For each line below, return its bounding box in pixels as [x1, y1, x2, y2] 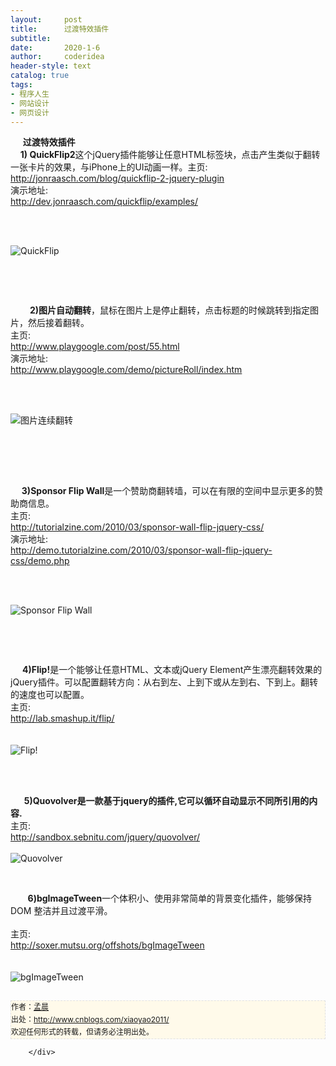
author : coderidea [10, 52, 105, 62]
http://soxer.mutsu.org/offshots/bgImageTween [10, 939, 205, 951]
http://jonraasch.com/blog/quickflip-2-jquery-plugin [10, 172, 225, 185]
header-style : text [10, 61, 92, 71]
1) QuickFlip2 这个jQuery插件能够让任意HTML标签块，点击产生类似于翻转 [19, 149, 321, 161]
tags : [10, 80, 33, 90]
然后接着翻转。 [27, 317, 90, 329]
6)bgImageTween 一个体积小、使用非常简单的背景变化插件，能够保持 [27, 892, 313, 905]
